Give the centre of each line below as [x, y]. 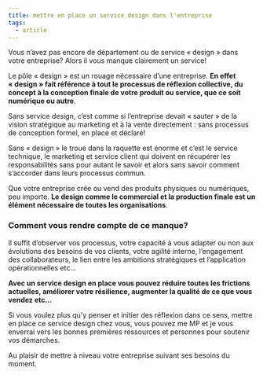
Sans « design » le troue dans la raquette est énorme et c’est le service [123, 148]
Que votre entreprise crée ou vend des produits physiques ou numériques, [129, 189]
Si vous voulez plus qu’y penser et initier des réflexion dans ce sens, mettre [130, 314]
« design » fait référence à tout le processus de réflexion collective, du [126, 84]
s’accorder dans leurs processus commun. [77, 173]
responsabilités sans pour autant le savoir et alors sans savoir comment [124, 165]
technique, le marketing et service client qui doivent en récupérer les [119, 156]
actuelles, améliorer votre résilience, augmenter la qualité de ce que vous [130, 291]
